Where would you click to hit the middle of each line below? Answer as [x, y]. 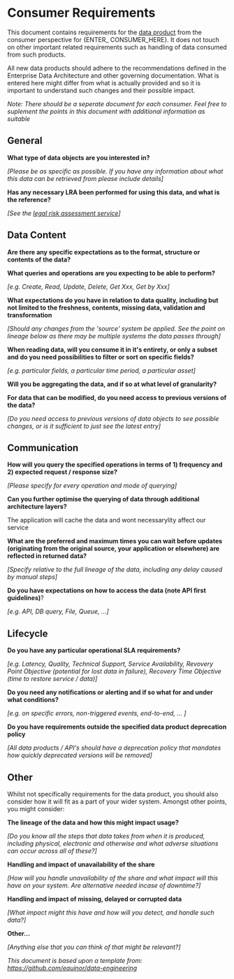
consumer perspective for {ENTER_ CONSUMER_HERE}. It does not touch [114, 39]
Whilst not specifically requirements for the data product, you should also [113, 794]
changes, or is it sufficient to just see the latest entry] [84, 426]
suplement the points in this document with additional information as [106, 111]
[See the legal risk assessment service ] [64, 213]
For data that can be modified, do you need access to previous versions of [117, 397]
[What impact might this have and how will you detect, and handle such [111, 913]
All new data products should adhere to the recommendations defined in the [117, 68]
